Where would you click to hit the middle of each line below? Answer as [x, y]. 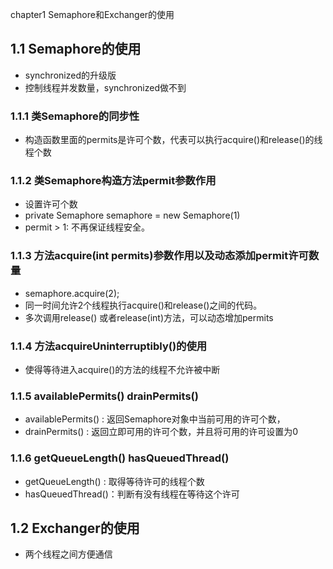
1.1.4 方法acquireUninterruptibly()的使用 [109, 346]
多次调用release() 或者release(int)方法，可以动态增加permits [149, 317]
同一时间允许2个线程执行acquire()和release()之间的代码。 [143, 305]
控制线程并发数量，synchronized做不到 [105, 87]
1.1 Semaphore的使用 [76, 49]
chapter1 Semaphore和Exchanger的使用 [92, 14]
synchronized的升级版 [70, 75]
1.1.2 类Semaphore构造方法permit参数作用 [113, 181]
